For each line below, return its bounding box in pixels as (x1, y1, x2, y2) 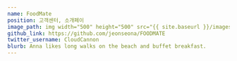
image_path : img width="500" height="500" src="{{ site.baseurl (7, 23, 200, 30)
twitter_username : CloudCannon (7, 36, 99, 43)
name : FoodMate (7, 10, 52, 18)
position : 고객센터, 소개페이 (7, 17, 85, 24)
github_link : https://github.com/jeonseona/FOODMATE (7, 29, 166, 37)
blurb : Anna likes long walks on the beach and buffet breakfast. (7, 43, 207, 50)
